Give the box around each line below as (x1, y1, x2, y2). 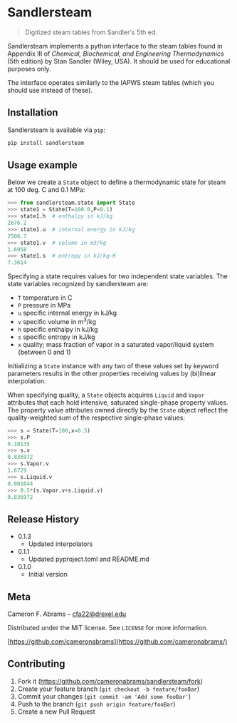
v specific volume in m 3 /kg (17, 316, 97, 325)
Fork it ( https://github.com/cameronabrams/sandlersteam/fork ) (17, 677, 204, 685)
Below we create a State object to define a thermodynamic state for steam (7, 178, 226, 186)
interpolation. (7, 376, 46, 385)
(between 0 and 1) (17, 348, 71, 356)
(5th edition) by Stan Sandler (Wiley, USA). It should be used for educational (7, 56, 231, 65)
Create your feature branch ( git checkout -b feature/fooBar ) (17, 684, 200, 693)
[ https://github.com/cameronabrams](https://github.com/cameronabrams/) (7, 637, 228, 646)
